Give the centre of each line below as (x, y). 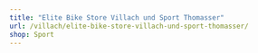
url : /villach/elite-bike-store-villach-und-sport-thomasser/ (129, 26)
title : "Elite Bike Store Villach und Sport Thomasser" (117, 18)
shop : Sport (32, 34)
